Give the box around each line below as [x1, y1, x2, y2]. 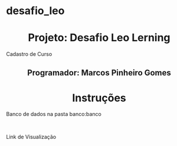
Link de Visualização [6, 134, 57, 141]
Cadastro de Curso [6, 51, 53, 58]
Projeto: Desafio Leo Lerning [28, 31, 171, 45]
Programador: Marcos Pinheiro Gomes [27, 68, 171, 78]
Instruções [71, 91, 127, 104]
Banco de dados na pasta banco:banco [6, 111, 102, 118]
